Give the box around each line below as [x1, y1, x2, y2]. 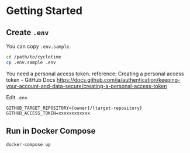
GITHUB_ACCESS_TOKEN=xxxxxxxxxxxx [6, 110, 91, 116]
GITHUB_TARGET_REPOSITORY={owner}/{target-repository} [6, 105, 143, 111]
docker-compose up [6, 141, 51, 147]
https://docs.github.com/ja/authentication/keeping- [56, 76, 181, 83]
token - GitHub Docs [6, 76, 56, 83]
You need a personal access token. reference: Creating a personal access [6, 70, 184, 77]
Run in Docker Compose [6, 126, 96, 136]
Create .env [6, 27, 49, 37]
